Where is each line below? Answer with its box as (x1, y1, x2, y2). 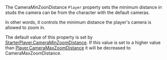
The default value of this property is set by (5, 34, 93, 40)
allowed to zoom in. (5, 24, 45, 30)
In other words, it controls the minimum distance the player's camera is (5, 19, 151, 25)
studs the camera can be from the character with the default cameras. (5, 9, 150, 15)
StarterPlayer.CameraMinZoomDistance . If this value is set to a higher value (5, 39, 161, 45)
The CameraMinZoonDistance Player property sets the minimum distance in (5, 4, 162, 10)
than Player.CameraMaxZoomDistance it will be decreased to (5, 45, 131, 50)
